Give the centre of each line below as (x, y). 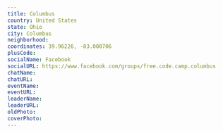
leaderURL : (23, 106)
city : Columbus (30, 33)
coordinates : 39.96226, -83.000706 (60, 46)
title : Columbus (31, 14)
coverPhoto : (25, 118)
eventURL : (22, 92)
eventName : (23, 86)
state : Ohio (25, 27)
